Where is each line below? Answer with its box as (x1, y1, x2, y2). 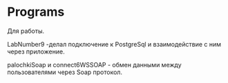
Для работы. (7, 27, 45, 35)
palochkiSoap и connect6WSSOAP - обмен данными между (7, 60, 182, 69)
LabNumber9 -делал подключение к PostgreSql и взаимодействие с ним (7, 40, 222, 48)
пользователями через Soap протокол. (7, 68, 123, 76)
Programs (7, 4, 65, 20)
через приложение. (7, 47, 65, 56)
